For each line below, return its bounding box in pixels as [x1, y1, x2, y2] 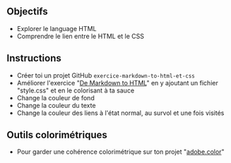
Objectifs [6, 6, 49, 18]
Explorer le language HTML [16, 24, 97, 32]
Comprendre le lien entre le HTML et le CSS [16, 32, 145, 40]
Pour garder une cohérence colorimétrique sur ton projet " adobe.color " [16, 147, 225, 156]
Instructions [6, 52, 61, 64]
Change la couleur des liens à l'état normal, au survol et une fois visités [16, 109, 225, 117]
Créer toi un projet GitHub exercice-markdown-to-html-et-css [16, 71, 196, 80]
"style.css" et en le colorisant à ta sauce [16, 86, 135, 95]
